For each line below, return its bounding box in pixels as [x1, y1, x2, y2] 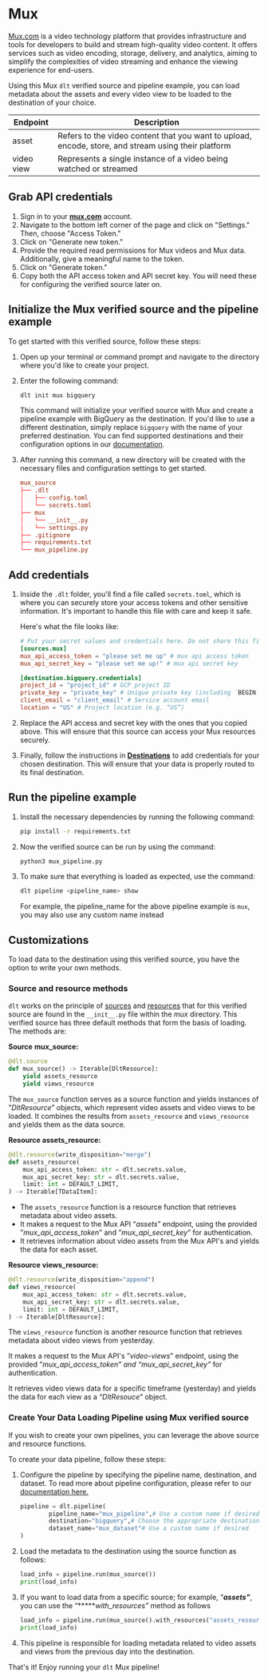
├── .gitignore [19, 531, 71, 539]
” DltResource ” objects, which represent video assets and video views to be [8, 1102, 255, 1112]
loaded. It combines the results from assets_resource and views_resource [8, 1111, 250, 1121]
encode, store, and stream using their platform [57, 140, 231, 151]
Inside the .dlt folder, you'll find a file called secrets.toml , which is [19, 589, 242, 599]
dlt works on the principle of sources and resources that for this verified [8, 1001, 247, 1011]
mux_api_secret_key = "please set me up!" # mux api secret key [19, 659, 238, 667]
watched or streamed [57, 163, 138, 174]
